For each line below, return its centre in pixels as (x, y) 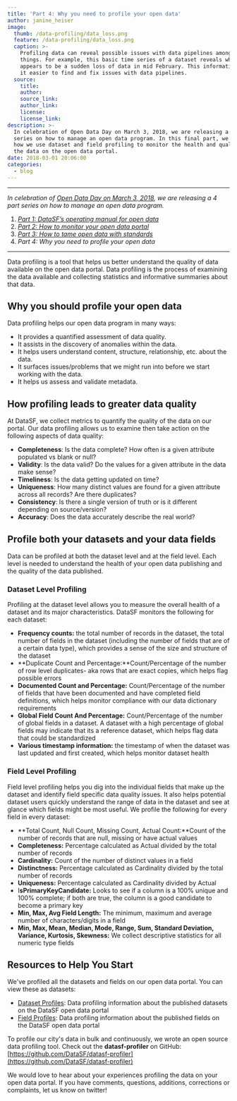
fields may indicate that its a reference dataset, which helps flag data (118, 731)
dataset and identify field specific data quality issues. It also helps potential (116, 794)
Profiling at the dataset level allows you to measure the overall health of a (114, 605)
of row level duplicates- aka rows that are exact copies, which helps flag (123, 671)
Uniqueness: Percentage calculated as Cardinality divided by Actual (117, 882)
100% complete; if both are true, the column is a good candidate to (115, 898)
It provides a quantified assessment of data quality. (92, 337)
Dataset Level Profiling (47, 589)
